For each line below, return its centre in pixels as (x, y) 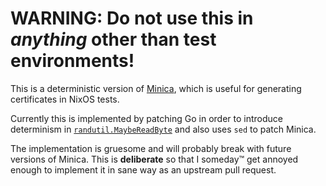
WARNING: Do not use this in (132, 18)
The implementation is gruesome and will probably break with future (151, 148)
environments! (72, 61)
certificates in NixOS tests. (65, 99)
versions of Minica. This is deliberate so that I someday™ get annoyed (154, 159)
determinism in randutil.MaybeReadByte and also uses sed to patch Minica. (163, 129)
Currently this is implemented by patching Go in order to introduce (146, 118)
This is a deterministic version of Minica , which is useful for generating (156, 88)
